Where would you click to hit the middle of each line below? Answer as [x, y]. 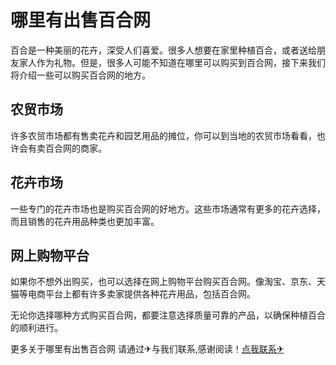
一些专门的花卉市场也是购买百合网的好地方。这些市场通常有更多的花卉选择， [168, 208]
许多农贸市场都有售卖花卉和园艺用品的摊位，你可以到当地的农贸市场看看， [163, 135]
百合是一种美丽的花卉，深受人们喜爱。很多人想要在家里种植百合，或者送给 [163, 50]
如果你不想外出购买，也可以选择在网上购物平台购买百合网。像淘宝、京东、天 [168, 282]
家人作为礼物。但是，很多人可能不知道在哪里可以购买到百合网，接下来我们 [172, 62]
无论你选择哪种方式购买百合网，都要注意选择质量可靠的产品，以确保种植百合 [168, 315]
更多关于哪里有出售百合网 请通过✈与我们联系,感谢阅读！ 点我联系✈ [147, 349]
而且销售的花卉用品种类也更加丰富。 [85, 221]
